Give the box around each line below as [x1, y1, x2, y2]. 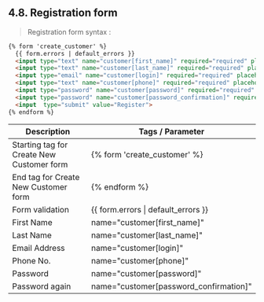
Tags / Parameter [138, 126, 205, 137]
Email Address [12, 242, 65, 253]
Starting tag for [12, 139, 68, 150]
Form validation [12, 204, 69, 215]
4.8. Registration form [8, 6, 118, 20]
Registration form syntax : [27, 27, 112, 36]
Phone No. [12, 255, 51, 266]
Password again [12, 281, 71, 292]
